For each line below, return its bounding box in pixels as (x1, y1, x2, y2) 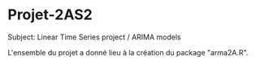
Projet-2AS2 (7, 6, 93, 24)
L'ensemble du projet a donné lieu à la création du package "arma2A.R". (7, 47, 249, 57)
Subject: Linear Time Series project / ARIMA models (7, 32, 182, 42)
